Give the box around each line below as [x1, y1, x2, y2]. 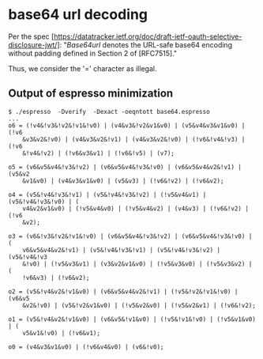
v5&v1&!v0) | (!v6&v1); [22, 329, 101, 337]
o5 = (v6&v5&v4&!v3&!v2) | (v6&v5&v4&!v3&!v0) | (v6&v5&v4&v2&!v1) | [8, 163, 242, 171]
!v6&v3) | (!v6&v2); [22, 274, 90, 282]
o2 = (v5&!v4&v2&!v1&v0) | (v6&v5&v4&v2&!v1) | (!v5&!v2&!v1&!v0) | [8, 287, 239, 296]
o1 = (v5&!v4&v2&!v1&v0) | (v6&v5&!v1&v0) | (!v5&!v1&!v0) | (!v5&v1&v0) [8, 315, 257, 323]
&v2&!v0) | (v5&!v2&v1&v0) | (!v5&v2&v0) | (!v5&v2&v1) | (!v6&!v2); [22, 301, 257, 309]
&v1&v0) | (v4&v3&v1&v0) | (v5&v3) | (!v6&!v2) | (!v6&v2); [22, 176, 224, 185]
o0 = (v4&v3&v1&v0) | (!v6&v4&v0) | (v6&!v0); [8, 342, 164, 351]
